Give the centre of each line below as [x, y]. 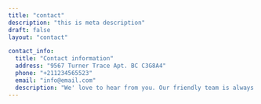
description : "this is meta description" [77, 23]
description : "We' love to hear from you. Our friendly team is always [135, 88]
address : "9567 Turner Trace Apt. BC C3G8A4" [91, 66]
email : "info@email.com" [56, 80]
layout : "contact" [38, 37]
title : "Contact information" [64, 59]
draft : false [29, 30]
